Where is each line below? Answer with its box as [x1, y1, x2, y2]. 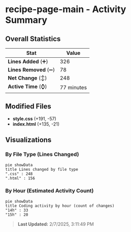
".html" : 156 [5, 176, 36, 181]
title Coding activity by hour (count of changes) [5, 203, 115, 208]
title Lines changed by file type [5, 167, 79, 172]
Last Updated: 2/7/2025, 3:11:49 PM [17, 221, 94, 227]
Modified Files [5, 102, 52, 111]
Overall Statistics [5, 34, 61, 43]
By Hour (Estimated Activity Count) [5, 187, 94, 195]
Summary [5, 14, 47, 26]
